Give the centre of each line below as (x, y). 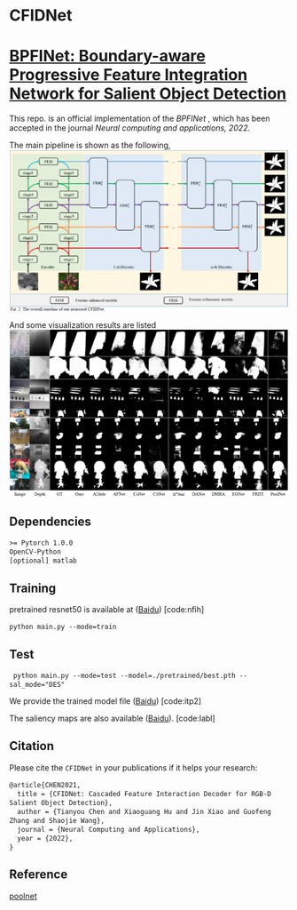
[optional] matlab (43, 561)
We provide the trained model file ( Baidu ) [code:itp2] (106, 701)
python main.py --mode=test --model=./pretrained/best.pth (125, 676)
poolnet (23, 896)
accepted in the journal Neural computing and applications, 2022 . (130, 128)
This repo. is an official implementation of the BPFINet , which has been (140, 119)
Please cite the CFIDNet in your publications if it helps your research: (133, 767)
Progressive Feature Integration (129, 75)
